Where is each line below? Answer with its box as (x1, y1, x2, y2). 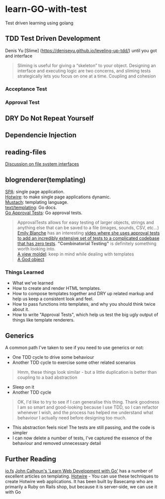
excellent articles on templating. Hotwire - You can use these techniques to (5, 473, 159, 479)
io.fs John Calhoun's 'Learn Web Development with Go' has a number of (5, 468, 153, 474)
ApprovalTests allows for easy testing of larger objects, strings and (17, 220, 154, 225)
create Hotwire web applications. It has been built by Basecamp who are (5, 478, 153, 484)
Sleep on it (12, 384, 35, 390)
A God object (17, 256, 45, 262)
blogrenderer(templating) (5, 175, 86, 184)
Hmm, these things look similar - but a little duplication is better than (17, 369, 157, 375)
